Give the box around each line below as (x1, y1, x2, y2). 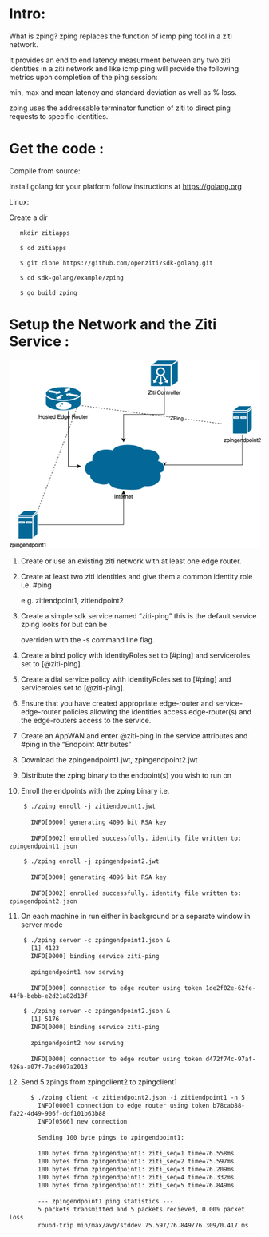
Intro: (9, 5, 46, 23)
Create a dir (9, 213, 48, 222)
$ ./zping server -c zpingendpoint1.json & (23, 937, 171, 945)
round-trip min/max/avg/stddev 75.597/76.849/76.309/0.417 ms (38, 1222, 249, 1230)
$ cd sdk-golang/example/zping (19, 273, 125, 282)
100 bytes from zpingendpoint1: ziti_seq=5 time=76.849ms (38, 1182, 235, 1190)
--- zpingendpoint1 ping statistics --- (38, 1198, 174, 1206)
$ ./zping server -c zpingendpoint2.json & (23, 1008, 171, 1016)
